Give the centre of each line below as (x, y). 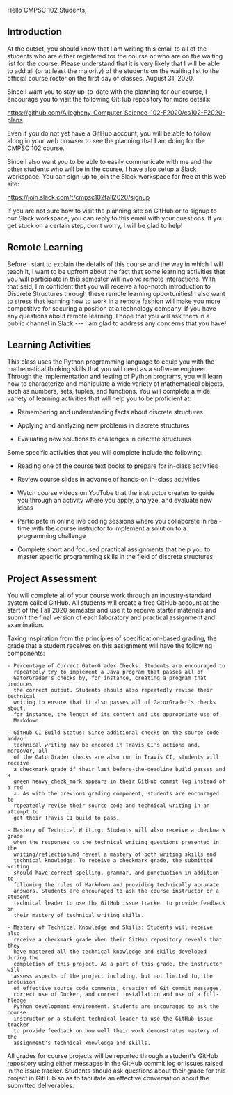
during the (23, 958)
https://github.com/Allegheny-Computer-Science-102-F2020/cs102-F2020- (116, 112)
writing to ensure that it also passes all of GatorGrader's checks (115, 703)
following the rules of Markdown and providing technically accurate (116, 885)
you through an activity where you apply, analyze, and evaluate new (115, 501)
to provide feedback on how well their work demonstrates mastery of (116, 1031)
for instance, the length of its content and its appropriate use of (116, 715)
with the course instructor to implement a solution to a (109, 528)
